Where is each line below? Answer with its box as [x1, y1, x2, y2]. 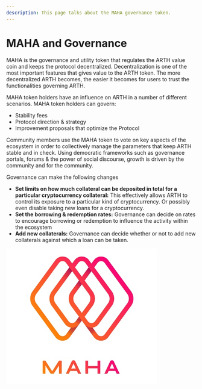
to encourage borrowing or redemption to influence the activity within [14, 217, 188, 224]
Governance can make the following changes [6, 173, 119, 181]
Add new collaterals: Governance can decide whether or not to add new [14, 229, 196, 237]
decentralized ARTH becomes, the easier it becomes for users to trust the [6, 75, 190, 82]
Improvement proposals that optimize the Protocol [14, 124, 140, 132]
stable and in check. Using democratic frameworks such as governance [6, 149, 185, 156]
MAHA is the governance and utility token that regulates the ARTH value [6, 56, 186, 63]
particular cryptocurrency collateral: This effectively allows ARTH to [14, 191, 188, 199]
